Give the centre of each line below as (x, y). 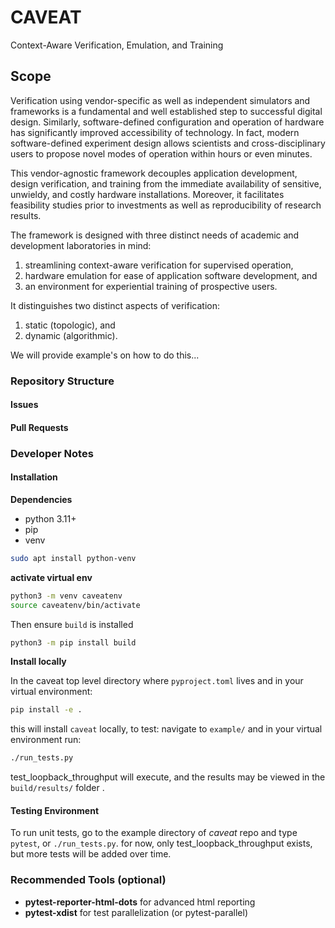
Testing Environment (55, 810)
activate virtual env (51, 577)
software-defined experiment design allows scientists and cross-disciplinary (168, 143)
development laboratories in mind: (81, 245)
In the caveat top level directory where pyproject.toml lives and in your (157, 681)
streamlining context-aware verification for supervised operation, (159, 265)
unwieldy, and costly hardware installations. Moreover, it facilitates (147, 194)
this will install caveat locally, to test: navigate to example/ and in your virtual (166, 729)
